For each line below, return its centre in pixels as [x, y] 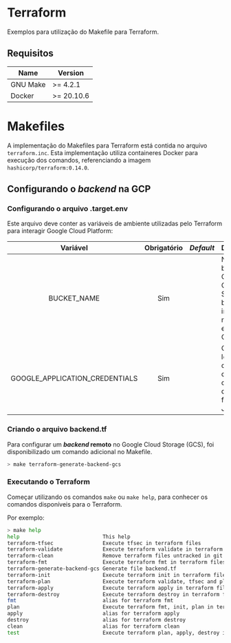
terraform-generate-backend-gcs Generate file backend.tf [92, 569]
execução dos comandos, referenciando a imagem [79, 160]
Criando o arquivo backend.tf [57, 429]
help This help [69, 537]
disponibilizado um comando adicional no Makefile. [80, 451]
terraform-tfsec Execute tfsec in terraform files [104, 543]
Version [71, 72]
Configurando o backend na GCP [79, 189]
